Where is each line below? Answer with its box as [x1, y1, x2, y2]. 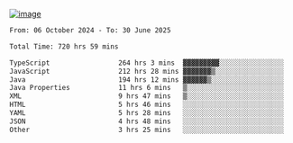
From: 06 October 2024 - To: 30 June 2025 [9, 26, 171, 35]
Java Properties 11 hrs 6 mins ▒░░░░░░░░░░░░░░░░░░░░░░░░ [9, 84, 284, 93]
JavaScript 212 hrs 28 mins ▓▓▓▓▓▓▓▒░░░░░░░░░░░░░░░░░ [9, 67, 284, 76]
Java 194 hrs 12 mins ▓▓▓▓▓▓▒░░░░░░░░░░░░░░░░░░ [9, 75, 284, 85]
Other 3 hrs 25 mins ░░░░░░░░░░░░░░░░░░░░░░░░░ [9, 125, 284, 134]
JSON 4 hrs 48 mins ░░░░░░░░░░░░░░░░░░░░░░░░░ [9, 117, 284, 126]
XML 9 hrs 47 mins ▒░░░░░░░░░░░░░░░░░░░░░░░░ [9, 92, 284, 101]
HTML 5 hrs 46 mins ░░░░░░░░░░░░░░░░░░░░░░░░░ [9, 100, 284, 110]
